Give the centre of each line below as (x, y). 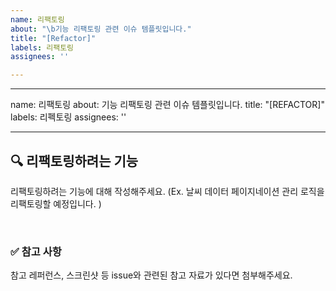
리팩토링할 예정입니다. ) (56, 203)
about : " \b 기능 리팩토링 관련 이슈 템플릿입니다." (101, 29)
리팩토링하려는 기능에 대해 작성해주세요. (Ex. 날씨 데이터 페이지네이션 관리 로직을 (167, 191)
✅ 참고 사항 (36, 251)
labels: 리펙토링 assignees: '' (68, 117)
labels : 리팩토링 (42, 47)
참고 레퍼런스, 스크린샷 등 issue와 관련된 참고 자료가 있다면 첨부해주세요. (151, 275)
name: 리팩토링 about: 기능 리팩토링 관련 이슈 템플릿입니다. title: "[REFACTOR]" (167, 105)
